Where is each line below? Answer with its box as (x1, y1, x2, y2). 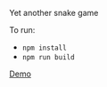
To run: (9, 25, 36, 35)
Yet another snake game (9, 8, 99, 18)
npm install (21, 43, 67, 52)
